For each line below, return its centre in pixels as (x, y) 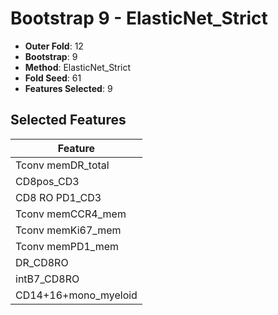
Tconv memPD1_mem (67, 246)
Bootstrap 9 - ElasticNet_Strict (139, 18)
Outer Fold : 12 (54, 46)
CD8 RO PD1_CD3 (58, 197)
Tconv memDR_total (62, 165)
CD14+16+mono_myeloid (76, 295)
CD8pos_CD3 (47, 181)
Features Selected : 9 (68, 88)
